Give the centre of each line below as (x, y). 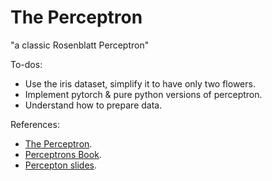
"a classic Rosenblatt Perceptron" (80, 45)
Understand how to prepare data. (93, 105)
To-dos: (26, 64)
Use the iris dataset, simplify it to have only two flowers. (140, 83)
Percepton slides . (60, 165)
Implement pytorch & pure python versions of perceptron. (143, 94)
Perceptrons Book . (63, 154)
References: (35, 124)
